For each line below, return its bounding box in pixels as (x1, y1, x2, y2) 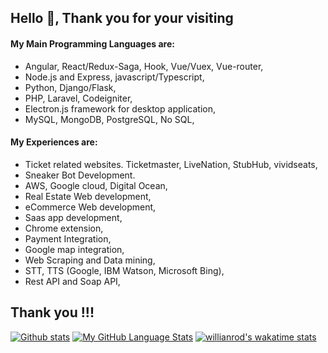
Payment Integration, (24, 232, 112, 245)
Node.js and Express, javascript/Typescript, (24, 71, 205, 83)
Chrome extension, (24, 222, 104, 234)
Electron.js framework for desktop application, (24, 102, 216, 115)
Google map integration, (24, 243, 125, 255)
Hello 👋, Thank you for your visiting (10, 10, 234, 27)
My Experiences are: (10, 136, 98, 148)
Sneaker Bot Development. (24, 169, 136, 181)
